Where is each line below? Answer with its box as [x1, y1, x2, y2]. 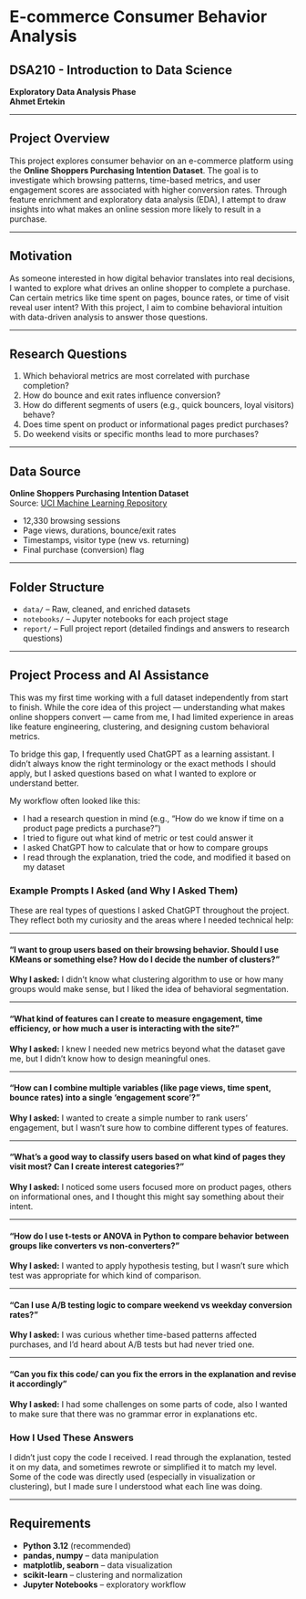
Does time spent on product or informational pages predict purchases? [22, 419, 289, 430]
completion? [22, 381, 70, 392]
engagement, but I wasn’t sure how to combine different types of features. [9, 1122, 289, 1133]
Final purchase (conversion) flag [22, 545, 145, 556]
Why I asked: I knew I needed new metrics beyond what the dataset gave [9, 1043, 286, 1054]
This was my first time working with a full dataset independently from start [9, 692, 289, 703]
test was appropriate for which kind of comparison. [9, 1270, 202, 1281]
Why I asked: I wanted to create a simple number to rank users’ [9, 1112, 249, 1123]
